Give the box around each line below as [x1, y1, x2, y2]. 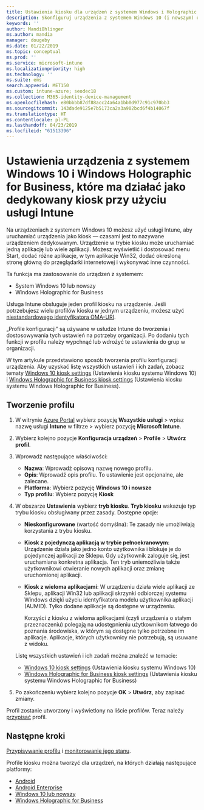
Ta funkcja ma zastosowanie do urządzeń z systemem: [6, 270, 144, 277]
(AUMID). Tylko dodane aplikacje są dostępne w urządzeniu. [24, 602, 176, 609]
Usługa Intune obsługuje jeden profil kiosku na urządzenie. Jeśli [6, 300, 166, 308]
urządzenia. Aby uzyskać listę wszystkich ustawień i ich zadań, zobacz [6, 363, 185, 370]
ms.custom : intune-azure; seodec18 [6, 88, 97, 94]
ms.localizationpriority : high [6, 65, 86, 72]
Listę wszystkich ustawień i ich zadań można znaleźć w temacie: [15, 652, 177, 659]
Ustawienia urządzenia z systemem [6, 154, 190, 168]
